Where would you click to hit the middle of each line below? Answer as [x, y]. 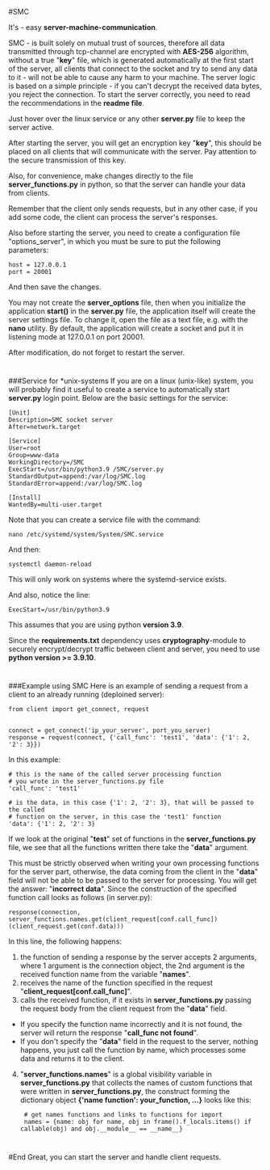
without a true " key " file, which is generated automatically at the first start [131, 60]
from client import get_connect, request [79, 709]
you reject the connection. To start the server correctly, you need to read [129, 95]
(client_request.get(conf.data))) [66, 927]
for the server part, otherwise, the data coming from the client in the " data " [133, 872]
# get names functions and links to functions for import [123, 1115]
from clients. [29, 193]
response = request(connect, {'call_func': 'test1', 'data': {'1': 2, [129, 738]
